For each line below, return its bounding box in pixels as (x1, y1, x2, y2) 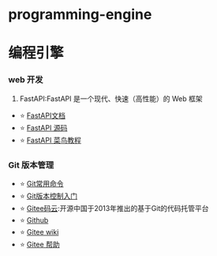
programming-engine (8, 6, 152, 24)
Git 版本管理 (8, 160, 54, 171)
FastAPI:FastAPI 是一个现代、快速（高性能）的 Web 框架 (19, 93, 203, 104)
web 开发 (8, 74, 43, 85)
